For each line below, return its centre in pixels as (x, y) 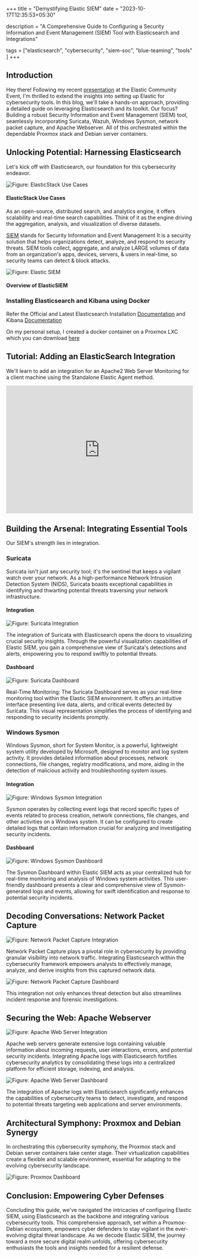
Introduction (30, 76)
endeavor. (18, 173)
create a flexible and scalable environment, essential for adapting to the (94, 1159)
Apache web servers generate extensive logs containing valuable (86, 1044)
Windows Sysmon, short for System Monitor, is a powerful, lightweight (92, 745)
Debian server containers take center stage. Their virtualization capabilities (98, 1153)
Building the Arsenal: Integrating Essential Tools (97, 529)
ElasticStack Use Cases (36, 198)
